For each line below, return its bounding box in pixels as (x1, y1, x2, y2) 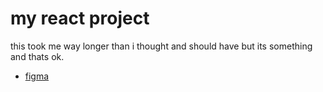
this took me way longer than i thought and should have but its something (10, 40, 313, 52)
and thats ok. (10, 50, 65, 62)
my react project (10, 7, 150, 30)
